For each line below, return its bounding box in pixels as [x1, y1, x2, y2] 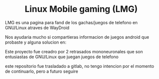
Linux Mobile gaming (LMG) [25, 4, 138, 15]
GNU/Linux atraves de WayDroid [5, 25, 70, 31]
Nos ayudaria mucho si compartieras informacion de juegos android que [5, 34, 149, 40]
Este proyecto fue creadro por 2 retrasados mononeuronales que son [5, 48, 143, 54]
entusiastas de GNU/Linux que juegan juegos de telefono [5, 54, 119, 60]
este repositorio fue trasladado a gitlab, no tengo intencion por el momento [5, 63, 155, 69]
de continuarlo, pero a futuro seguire [5, 68, 78, 74]
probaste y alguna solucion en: [5, 39, 67, 45]
